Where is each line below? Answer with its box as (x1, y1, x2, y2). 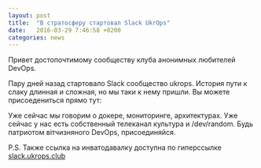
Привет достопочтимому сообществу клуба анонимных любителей (8, 55, 236, 65)
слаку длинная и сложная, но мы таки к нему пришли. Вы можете (8, 88, 230, 97)
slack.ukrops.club (8, 151, 65, 161)
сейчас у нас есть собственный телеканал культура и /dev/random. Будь (8, 119, 254, 129)
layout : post (8, 11, 51, 20)
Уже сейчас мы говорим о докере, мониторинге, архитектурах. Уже (8, 111, 238, 121)
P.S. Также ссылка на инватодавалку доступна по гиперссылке (8, 143, 222, 152)
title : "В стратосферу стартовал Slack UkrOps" (8, 19, 171, 27)
